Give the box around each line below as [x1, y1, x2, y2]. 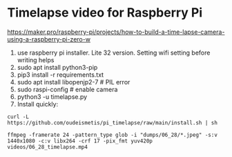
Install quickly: [17, 100, 59, 108]
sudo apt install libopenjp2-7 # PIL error [17, 77, 130, 86]
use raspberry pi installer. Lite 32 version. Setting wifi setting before [17, 48, 211, 57]
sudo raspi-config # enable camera [17, 85, 118, 93]
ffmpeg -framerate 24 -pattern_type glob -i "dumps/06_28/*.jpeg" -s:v [7, 131, 217, 138]
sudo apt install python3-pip [17, 63, 98, 71]
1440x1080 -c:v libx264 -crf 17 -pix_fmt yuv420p [7, 137, 153, 145]
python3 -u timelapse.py [17, 92, 88, 101]
